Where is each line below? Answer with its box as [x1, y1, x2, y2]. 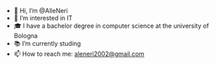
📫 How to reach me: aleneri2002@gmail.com [13, 50, 145, 58]
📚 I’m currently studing [13, 39, 81, 48]
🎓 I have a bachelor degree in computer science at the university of [13, 21, 209, 30]
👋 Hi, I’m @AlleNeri [13, 7, 68, 15]
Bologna [13, 32, 38, 39]
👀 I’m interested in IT [13, 14, 73, 22]
